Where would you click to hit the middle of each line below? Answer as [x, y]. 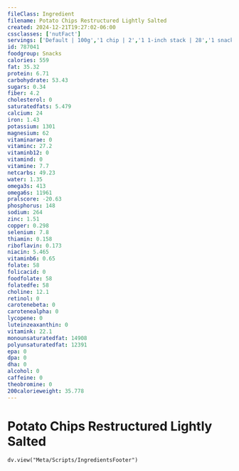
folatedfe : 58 [28, 285]
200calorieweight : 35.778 [46, 391]
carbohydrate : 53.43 [38, 80]
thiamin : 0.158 [30, 239]
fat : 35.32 [23, 67]
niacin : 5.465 [28, 252]
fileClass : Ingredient [41, 14]
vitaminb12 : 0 [28, 153]
